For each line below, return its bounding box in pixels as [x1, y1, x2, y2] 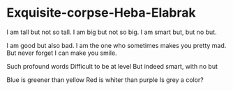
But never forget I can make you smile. [6, 49, 117, 57]
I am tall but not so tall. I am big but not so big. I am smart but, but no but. [6, 28, 217, 36]
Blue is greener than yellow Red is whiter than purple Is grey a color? [6, 75, 204, 84]
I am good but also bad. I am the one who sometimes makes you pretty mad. [6, 41, 227, 49]
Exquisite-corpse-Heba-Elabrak [6, 5, 196, 21]
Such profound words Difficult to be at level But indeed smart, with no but [6, 62, 218, 70]
